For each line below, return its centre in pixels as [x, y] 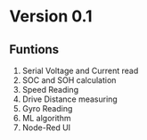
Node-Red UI [46, 128]
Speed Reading [50, 90]
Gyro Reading [47, 108]
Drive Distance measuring [69, 99]
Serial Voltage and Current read [80, 70]
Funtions [34, 49]
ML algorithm [46, 118]
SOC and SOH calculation [69, 80]
